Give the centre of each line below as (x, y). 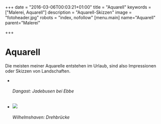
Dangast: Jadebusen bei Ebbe (43, 91)
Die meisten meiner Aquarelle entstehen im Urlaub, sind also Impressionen (81, 65)
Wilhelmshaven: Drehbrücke (41, 117)
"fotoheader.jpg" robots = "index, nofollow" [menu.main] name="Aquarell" (80, 17)
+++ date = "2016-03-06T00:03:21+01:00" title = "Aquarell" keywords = (78, 7)
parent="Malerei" (23, 23)
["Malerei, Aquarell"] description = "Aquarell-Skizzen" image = (68, 12)
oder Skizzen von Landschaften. (38, 71)
